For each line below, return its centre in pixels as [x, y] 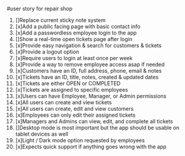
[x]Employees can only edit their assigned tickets [75, 115]
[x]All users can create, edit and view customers [74, 109]
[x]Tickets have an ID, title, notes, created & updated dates [87, 77]
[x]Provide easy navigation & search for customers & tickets [88, 45]
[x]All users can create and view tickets [63, 102]
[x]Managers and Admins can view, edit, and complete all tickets [94, 121]
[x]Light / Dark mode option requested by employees [80, 140]
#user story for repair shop [40, 9]
